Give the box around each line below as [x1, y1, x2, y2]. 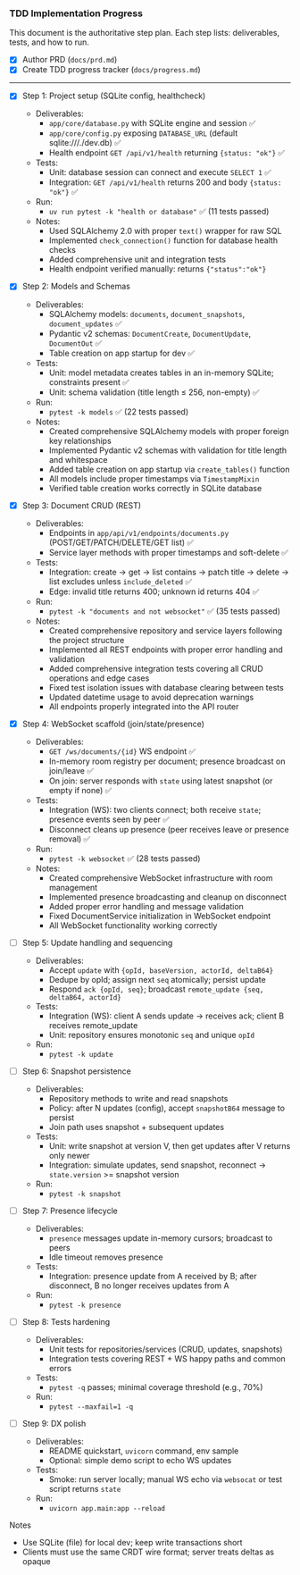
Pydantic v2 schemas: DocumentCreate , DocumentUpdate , [48, 328, 252, 339]
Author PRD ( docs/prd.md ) [21, 54, 118, 65]
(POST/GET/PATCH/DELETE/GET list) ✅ [48, 537, 195, 548]
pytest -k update [48, 1050, 113, 1059]
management [48, 882, 98, 892]
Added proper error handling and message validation [48, 901, 244, 911]
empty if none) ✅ [48, 784, 112, 795]
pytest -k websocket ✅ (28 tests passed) [48, 852, 201, 864]
